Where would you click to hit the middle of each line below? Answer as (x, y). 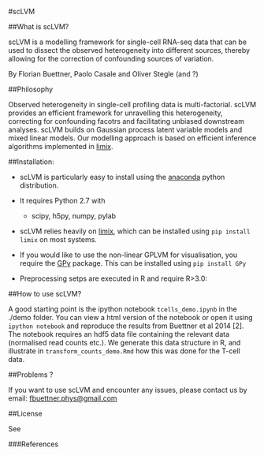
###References (33, 444)
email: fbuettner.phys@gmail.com (63, 398)
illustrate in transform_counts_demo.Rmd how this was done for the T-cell (124, 351)
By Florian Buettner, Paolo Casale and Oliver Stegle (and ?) (103, 74)
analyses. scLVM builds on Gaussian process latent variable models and (125, 130)
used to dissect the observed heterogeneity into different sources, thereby (129, 50)
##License (26, 414)
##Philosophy (31, 89)
